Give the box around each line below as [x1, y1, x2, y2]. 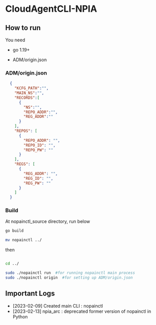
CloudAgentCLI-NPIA [5, 3, 98, 15]
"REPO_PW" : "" [23, 147, 53, 153]
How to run [5, 23, 41, 32]
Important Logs [5, 289, 55, 298]
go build [5, 228, 24, 234]
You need [5, 37, 25, 43]
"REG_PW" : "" [23, 181, 51, 186]
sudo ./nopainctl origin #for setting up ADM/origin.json [5, 275, 133, 280]
